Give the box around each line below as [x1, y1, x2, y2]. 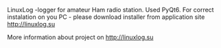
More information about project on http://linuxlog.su [7, 33, 154, 41]
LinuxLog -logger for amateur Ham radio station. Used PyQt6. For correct [7, 6, 214, 14]
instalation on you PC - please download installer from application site [7, 13, 205, 21]
